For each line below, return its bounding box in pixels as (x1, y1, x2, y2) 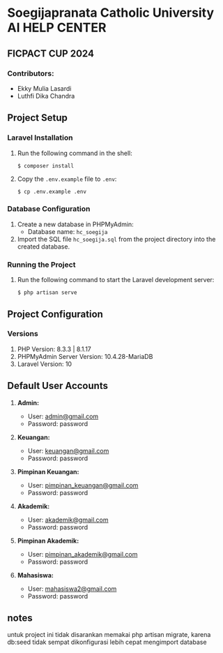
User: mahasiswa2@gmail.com (27, 585, 117, 593)
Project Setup (7, 112, 68, 124)
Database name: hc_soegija (27, 227, 108, 235)
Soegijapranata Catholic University (7, 5, 215, 21)
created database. (17, 242, 70, 251)
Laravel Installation (7, 133, 73, 142)
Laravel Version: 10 (17, 360, 72, 368)
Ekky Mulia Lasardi (17, 84, 72, 92)
